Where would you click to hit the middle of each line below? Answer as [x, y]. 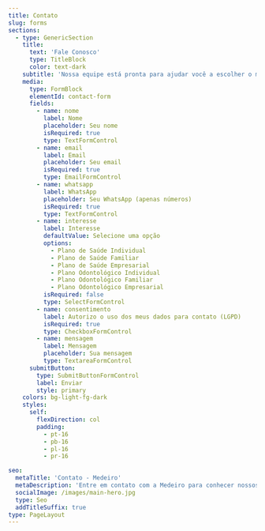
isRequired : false [73, 295]
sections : [24, 30]
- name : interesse [67, 221]
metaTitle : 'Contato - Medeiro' [69, 478]
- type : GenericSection [54, 38]
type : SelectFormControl [84, 302]
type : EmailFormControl [82, 177]
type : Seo [31, 500]
